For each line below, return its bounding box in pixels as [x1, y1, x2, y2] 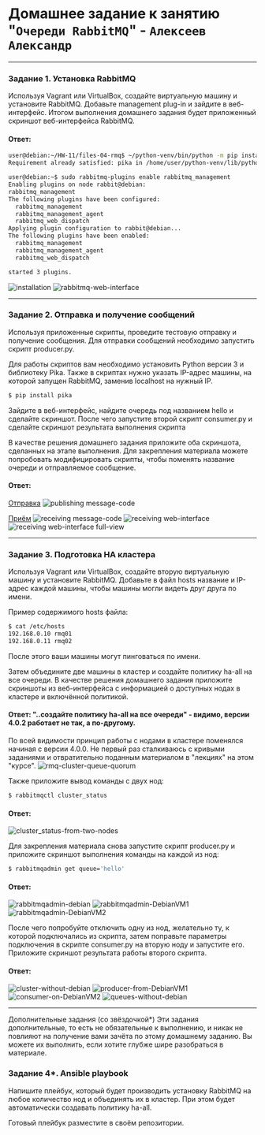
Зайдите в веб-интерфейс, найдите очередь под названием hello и [8, 405, 234, 415]
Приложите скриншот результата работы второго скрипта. [8, 948, 207, 958]
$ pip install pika [8, 391, 73, 399]
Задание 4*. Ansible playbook [8, 1068, 129, 1079]
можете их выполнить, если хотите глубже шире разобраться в [8, 1040, 224, 1049]
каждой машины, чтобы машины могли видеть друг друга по [30, 584, 237, 594]
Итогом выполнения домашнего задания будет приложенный [48, 108, 256, 117]
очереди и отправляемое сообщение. [8, 463, 136, 472]
